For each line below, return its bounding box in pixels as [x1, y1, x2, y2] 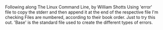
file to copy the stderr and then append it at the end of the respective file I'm [5, 9, 159, 15]
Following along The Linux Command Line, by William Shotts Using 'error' [5, 4, 152, 10]
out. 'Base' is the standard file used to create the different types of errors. [5, 19, 153, 25]
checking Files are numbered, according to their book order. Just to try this [5, 15, 156, 20]
